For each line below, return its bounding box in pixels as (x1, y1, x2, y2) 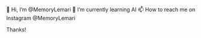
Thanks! (6, 26, 26, 33)
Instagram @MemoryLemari (6, 15, 76, 21)
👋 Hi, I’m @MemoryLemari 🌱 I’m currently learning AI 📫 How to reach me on (6, 6, 196, 13)
